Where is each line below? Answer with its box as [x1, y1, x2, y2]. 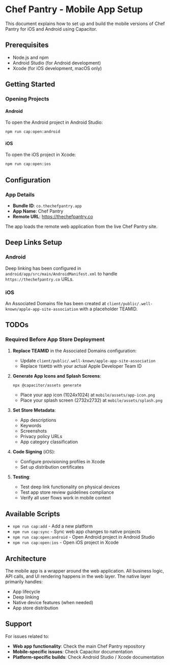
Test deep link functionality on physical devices [20, 484, 120, 490]
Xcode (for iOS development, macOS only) [12, 65, 102, 71]
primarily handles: [5, 579, 43, 585]
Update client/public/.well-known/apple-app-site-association [20, 357, 156, 363]
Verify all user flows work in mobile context [20, 495, 111, 501]
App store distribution [12, 605, 59, 611]
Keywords [20, 423, 42, 429]
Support [5, 620, 32, 628]
